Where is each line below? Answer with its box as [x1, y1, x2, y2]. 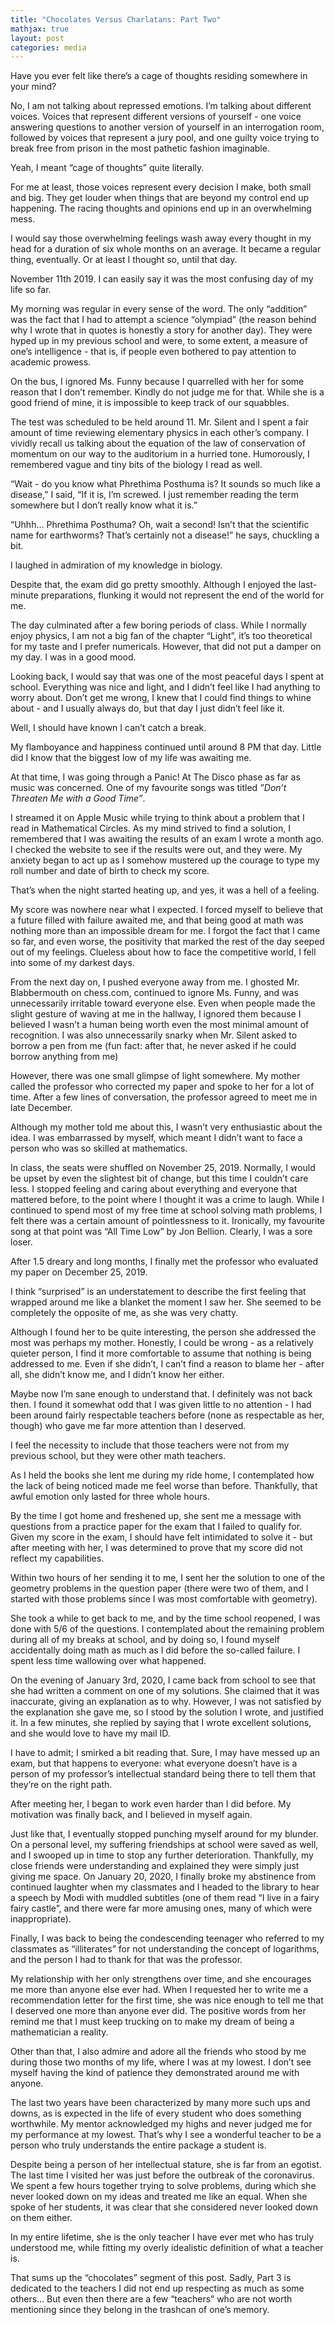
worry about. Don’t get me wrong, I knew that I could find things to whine [10, 692, 312, 704]
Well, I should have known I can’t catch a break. [10, 722, 207, 734]
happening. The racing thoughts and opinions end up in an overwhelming [10, 202, 312, 215]
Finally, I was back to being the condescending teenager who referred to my [10, 1932, 325, 1945]
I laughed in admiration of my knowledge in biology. [10, 559, 223, 571]
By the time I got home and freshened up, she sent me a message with [10, 1510, 302, 1522]
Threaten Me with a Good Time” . [10, 792, 146, 805]
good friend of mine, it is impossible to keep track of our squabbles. [10, 397, 290, 409]
